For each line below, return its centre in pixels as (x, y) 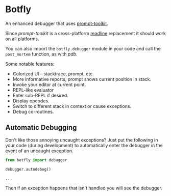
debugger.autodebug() (28, 169)
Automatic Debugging (41, 128)
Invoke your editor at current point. (49, 85)
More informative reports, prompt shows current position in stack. (82, 79)
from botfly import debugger (36, 160)
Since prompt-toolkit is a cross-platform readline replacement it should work (86, 33)
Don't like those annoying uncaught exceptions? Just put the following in (82, 140)
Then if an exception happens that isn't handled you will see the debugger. (84, 188)
